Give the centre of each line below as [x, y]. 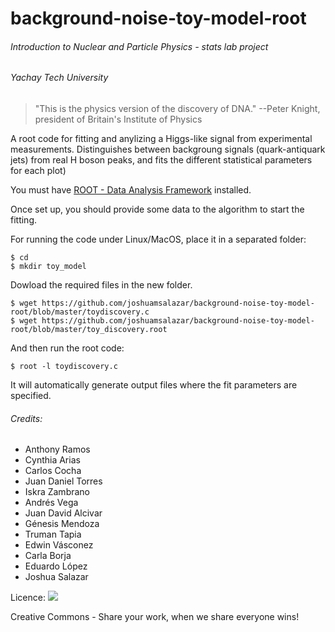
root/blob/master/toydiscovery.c [80, 312]
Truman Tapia [53, 534]
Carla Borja [48, 556]
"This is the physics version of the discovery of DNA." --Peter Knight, [177, 108]
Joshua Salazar [56, 577]
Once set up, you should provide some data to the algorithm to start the [157, 209]
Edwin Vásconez [59, 545]
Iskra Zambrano [57, 492]
